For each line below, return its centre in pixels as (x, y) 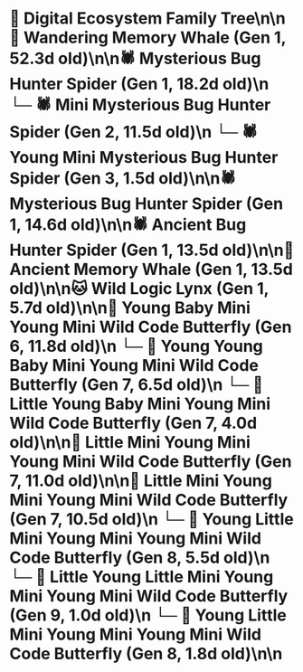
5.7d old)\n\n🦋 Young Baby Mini (130, 308)
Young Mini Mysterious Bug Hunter (144, 158)
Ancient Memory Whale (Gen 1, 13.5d (151, 270)
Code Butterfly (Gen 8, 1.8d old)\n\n (146, 654)
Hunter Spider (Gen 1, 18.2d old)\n (139, 84)
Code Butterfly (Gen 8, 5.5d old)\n (140, 558)
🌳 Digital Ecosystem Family (113, 19)
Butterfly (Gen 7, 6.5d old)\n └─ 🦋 (137, 385)
